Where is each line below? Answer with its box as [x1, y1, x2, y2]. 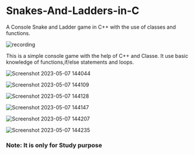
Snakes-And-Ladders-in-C [6, 4, 140, 18]
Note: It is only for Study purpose [6, 141, 102, 149]
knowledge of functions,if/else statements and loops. [6, 58, 134, 66]
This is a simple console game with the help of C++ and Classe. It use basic [6, 52, 189, 59]
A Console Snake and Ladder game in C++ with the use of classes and [6, 23, 176, 30]
